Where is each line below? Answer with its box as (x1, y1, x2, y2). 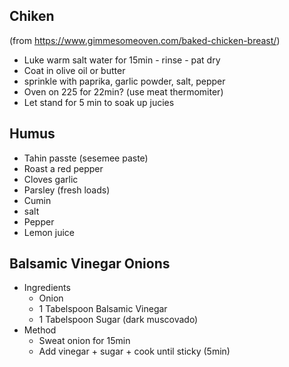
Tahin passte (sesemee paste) (23, 152, 149, 164)
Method (23, 324, 57, 336)
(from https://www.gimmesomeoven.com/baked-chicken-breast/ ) (9, 34, 281, 46)
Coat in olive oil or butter (23, 64, 126, 76)
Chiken (9, 8, 55, 25)
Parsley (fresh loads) (23, 184, 111, 196)
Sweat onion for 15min (38, 335, 131, 347)
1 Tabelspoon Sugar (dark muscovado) (38, 314, 199, 326)
